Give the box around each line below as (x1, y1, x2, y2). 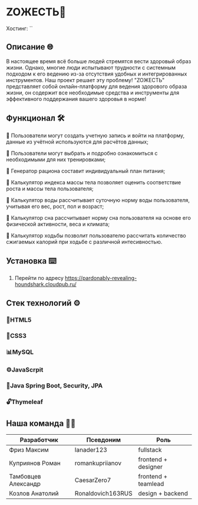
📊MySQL (6, 348, 34, 356)
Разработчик (19, 436, 59, 444)
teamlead (138, 480, 164, 488)
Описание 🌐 (6, 42, 54, 52)
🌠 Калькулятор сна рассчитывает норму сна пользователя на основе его (6, 214, 192, 221)
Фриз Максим (9, 446, 49, 454)
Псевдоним (86, 436, 121, 444)
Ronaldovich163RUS (74, 490, 133, 498)
